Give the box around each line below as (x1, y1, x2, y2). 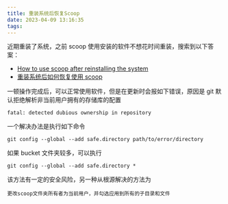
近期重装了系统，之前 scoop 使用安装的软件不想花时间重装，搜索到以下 (7, 42, 208, 51)
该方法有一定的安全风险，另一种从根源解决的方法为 (7, 175, 151, 183)
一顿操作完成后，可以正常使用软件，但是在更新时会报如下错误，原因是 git (7, 87, 214, 96)
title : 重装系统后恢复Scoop (7, 10, 80, 17)
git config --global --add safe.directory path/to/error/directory (7, 136, 204, 143)
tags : (7, 23, 23, 29)
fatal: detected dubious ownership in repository (7, 110, 152, 116)
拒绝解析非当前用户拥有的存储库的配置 (12, 96, 121, 104)
